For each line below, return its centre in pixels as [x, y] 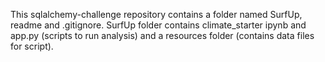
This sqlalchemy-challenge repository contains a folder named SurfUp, [156, 14]
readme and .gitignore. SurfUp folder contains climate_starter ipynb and [158, 25]
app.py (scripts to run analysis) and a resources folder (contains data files [162, 35]
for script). [32, 46]
